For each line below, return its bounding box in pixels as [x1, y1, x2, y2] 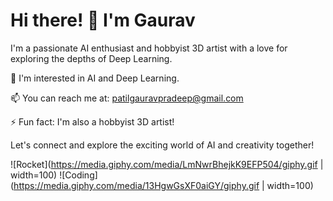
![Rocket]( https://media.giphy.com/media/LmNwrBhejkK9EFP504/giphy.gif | [10, 158, 324, 170]
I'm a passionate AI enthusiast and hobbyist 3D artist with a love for [10, 42, 288, 54]
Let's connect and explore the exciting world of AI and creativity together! [10, 139, 315, 151]
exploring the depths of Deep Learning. [10, 52, 173, 64]
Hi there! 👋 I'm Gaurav [10, 9, 196, 32]
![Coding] [59, 169, 98, 181]
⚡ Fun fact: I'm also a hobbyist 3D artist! [10, 115, 175, 128]
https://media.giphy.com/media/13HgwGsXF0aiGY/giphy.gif [13, 179, 260, 191]
